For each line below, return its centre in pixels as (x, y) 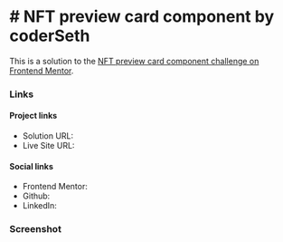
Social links (32, 166)
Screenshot (35, 229)
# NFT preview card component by (142, 17)
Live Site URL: (48, 146)
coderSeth (50, 36)
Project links (33, 116)
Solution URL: (48, 136)
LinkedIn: (39, 206)
